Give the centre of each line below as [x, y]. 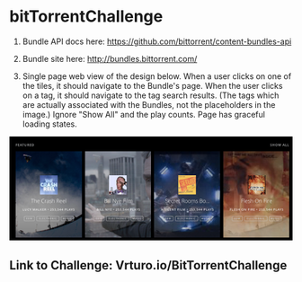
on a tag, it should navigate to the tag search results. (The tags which [151, 95]
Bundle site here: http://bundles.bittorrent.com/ [110, 58]
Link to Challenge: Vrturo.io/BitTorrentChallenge [148, 265]
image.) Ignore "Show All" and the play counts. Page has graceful [143, 114]
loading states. [50, 124]
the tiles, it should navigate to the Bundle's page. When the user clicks [152, 85]
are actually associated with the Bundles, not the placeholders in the [149, 104]
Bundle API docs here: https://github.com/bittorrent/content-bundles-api [157, 41]
